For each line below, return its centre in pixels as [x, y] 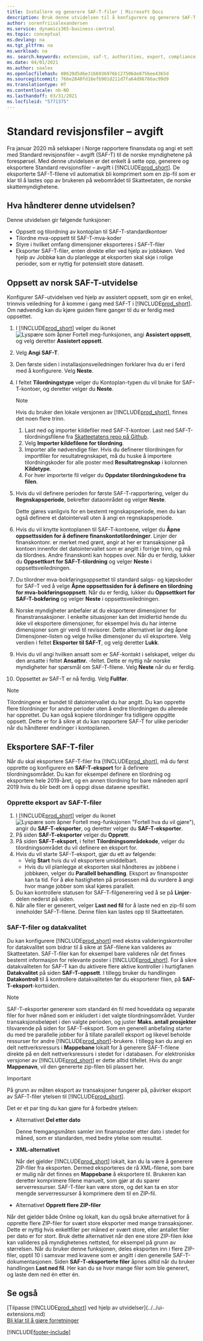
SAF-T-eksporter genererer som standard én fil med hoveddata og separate [101, 1009]
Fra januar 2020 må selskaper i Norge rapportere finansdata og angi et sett [100, 148]
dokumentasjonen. [30, 1261]
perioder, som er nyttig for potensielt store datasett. [80, 264]
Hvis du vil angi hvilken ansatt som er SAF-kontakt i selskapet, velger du [105, 655]
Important [19, 1078]
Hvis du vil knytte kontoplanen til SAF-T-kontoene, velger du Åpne [98, 530]
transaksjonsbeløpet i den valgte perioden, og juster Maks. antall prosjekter [101, 1022]
